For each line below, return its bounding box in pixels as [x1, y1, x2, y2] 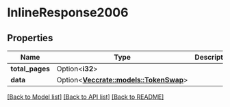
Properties [7, 32, 53, 44]
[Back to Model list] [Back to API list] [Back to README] [7, 93, 164, 101]
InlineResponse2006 [7, 5, 129, 21]
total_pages [10, 64, 50, 73]
